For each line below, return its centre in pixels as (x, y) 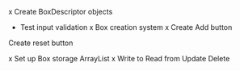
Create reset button (41, 43)
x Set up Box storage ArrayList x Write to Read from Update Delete (119, 58)
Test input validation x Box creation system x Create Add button (126, 27)
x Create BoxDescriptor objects (61, 12)
